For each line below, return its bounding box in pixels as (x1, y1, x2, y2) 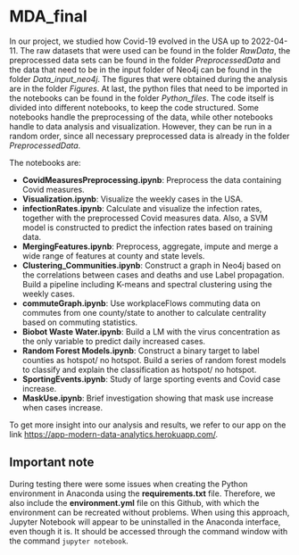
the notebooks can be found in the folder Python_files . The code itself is (9, 92, 275, 104)
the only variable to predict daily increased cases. (21, 335, 206, 346)
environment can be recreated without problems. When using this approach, (9, 507, 290, 518)
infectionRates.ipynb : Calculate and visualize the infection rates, (21, 203, 262, 213)
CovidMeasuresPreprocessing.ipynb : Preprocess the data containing (21, 174, 282, 185)
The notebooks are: (9, 157, 82, 168)
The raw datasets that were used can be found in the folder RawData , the (20, 45, 291, 55)
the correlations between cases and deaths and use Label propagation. (21, 269, 285, 280)
